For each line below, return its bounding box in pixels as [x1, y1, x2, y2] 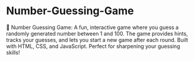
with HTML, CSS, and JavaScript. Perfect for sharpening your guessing [6, 43, 180, 50]
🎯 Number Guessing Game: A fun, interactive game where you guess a [6, 24, 179, 31]
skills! [6, 49, 20, 56]
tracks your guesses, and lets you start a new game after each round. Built [6, 36, 189, 43]
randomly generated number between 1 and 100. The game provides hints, [6, 30, 188, 37]
